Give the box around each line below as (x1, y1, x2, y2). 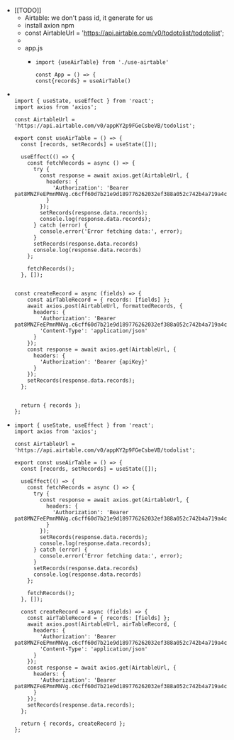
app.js (24, 44, 43, 52)
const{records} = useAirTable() (35, 77, 131, 85)
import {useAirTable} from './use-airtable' (35, 59, 169, 66)
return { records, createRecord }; (21, 720, 126, 727)
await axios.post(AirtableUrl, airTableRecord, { (27, 621, 177, 628)
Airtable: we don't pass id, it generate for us (24, 13, 154, 22)
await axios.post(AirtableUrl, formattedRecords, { (27, 303, 183, 310)
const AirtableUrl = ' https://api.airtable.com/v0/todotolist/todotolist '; (24, 28, 225, 37)
